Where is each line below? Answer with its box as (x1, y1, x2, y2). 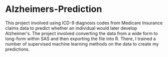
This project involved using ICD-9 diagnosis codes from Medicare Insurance (5, 20, 163, 26)
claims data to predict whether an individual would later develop (5, 25, 137, 31)
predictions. (5, 46, 30, 52)
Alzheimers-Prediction (5, 3, 102, 15)
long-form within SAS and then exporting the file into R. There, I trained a (5, 36, 156, 42)
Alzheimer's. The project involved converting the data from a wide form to (5, 30, 158, 36)
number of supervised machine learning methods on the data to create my (5, 41, 159, 47)
